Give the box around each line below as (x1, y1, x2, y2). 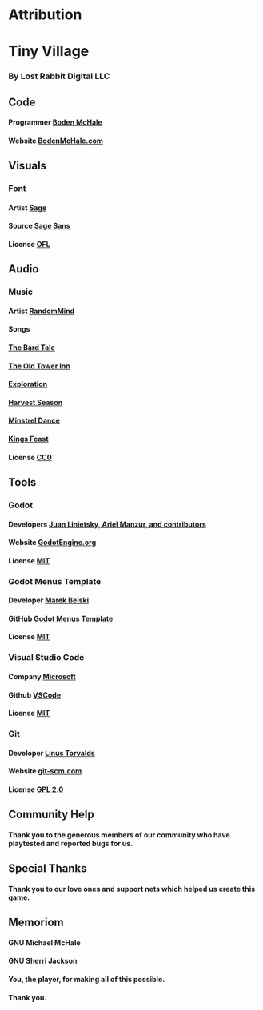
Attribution (8, 6, 82, 24)
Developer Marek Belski (8, 595, 90, 605)
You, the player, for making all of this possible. (8, 974, 165, 984)
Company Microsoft (8, 671, 76, 681)
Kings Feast (8, 434, 50, 444)
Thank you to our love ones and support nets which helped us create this (8, 884, 256, 893)
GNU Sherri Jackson (8, 956, 78, 966)
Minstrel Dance (8, 416, 60, 425)
